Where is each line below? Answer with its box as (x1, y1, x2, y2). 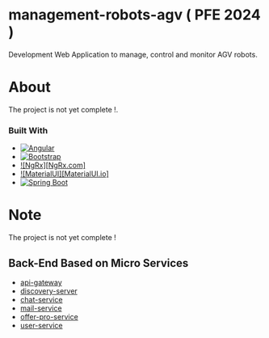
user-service (19, 320, 63, 330)
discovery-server (19, 285, 78, 296)
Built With (8, 125, 48, 136)
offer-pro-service (19, 311, 78, 321)
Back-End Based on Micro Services (8, 256, 189, 270)
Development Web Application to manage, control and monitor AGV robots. (8, 49, 258, 59)
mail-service (19, 303, 62, 313)
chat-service (19, 294, 63, 304)
